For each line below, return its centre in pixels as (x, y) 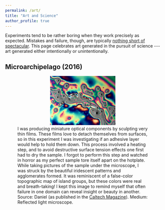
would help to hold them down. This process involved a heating (82, 144)
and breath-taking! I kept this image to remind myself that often (82, 186)
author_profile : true (27, 21)
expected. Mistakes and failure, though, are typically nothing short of (75, 41)
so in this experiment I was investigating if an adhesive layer (78, 139)
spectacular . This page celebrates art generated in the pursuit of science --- (82, 46)
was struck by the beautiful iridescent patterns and (69, 170)
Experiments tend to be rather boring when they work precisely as (72, 36)
